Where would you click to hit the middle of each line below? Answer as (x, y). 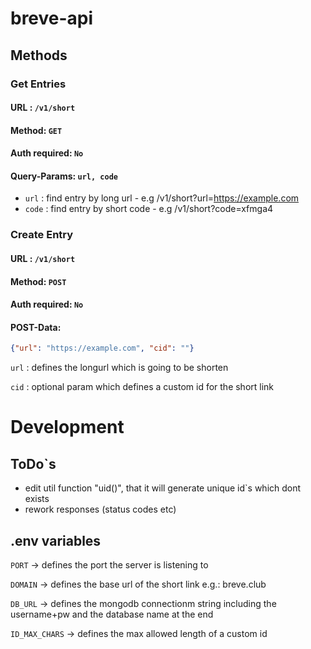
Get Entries (38, 84)
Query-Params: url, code (64, 176)
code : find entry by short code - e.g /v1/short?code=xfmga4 (149, 209)
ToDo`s (33, 463)
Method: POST (38, 281)
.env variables (56, 540)
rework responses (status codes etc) (100, 509)
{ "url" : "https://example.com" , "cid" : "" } (102, 348)
